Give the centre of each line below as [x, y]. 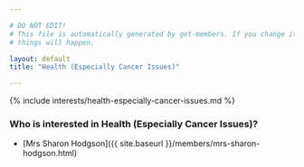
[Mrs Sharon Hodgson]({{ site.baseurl [93, 144]
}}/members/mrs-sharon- [213, 144]
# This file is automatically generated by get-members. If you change [147, 34]
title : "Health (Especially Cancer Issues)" [95, 67]
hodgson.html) [50, 153]
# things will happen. [52, 42]
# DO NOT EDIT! [38, 25]
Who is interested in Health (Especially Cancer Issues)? [134, 125]
